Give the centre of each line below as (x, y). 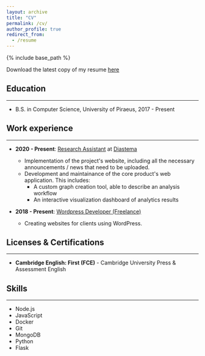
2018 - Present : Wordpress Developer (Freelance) (78, 211)
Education (26, 89)
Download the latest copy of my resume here (63, 70)
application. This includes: (57, 180)
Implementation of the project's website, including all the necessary (110, 161)
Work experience (40, 129)
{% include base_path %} (38, 58)
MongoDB (28, 335)
